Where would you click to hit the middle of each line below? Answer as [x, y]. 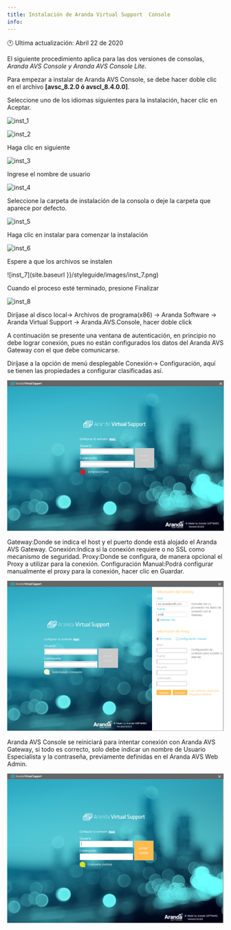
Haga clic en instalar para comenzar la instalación [78, 235]
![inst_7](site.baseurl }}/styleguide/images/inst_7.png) [83, 275]
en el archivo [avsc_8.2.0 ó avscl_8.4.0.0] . [68, 87]
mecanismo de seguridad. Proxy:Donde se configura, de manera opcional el [115, 557]
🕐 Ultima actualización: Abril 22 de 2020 [65, 43]
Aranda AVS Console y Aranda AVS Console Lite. [77, 66]
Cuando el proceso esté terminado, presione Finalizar [83, 288]
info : [15, 22]
